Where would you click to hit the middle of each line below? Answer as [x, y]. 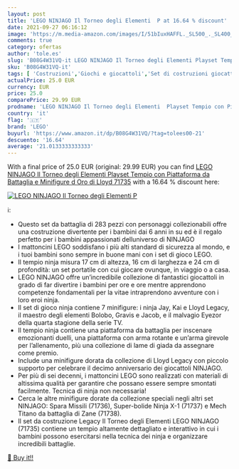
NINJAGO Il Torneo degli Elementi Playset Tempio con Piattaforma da [108, 175]
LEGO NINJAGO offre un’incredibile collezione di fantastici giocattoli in [121, 277]
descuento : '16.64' [36, 140]
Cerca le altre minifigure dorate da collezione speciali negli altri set [115, 398]
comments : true [30, 41]
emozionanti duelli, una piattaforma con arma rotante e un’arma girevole [123, 338]
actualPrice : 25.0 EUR [41, 80]
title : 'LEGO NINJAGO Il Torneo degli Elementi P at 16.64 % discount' [117, 21]
